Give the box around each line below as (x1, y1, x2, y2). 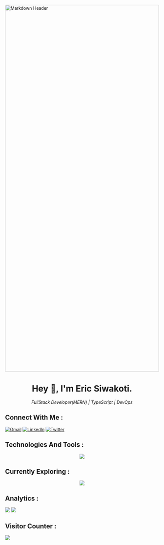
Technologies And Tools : (5, 440, 84, 449)
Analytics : (5, 494, 39, 502)
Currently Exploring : (5, 467, 70, 476)
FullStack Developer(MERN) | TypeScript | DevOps (31, 399, 133, 405)
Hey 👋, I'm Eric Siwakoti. (31, 383, 133, 394)
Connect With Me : (5, 414, 63, 422)
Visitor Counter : (5, 522, 57, 530)
